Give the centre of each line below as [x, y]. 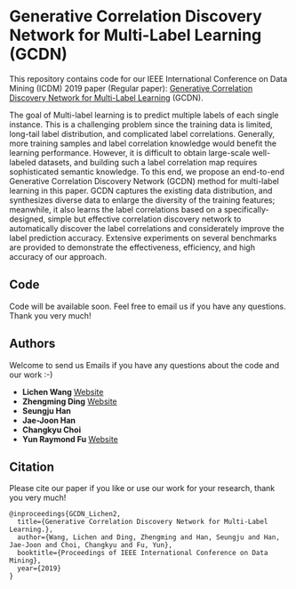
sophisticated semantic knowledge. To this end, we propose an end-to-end [147, 172]
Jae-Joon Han [49, 420]
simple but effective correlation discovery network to [144, 219]
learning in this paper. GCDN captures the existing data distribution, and [141, 190]
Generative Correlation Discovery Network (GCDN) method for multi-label [144, 181]
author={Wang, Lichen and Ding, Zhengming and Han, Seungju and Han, [148, 537]
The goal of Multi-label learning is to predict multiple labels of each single [144, 115]
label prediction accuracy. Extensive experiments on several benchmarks [143, 238]
